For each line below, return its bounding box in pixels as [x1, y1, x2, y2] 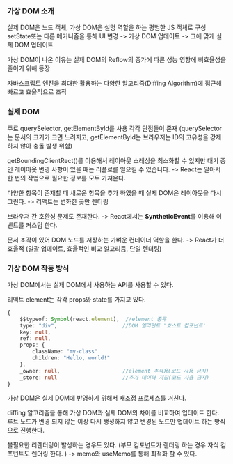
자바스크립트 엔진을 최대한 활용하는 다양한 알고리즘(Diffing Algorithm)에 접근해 [7, 79, 223, 88]
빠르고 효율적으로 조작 [7, 88, 67, 96]
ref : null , [19, 335, 51, 342]
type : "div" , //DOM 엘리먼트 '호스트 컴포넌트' [19, 322, 207, 329]
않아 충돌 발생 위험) [19, 141, 73, 150]
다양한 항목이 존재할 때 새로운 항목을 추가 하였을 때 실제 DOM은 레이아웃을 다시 [7, 188, 222, 196]
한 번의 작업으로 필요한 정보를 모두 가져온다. [7, 173, 127, 182]
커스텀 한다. [25, 221, 58, 229]
